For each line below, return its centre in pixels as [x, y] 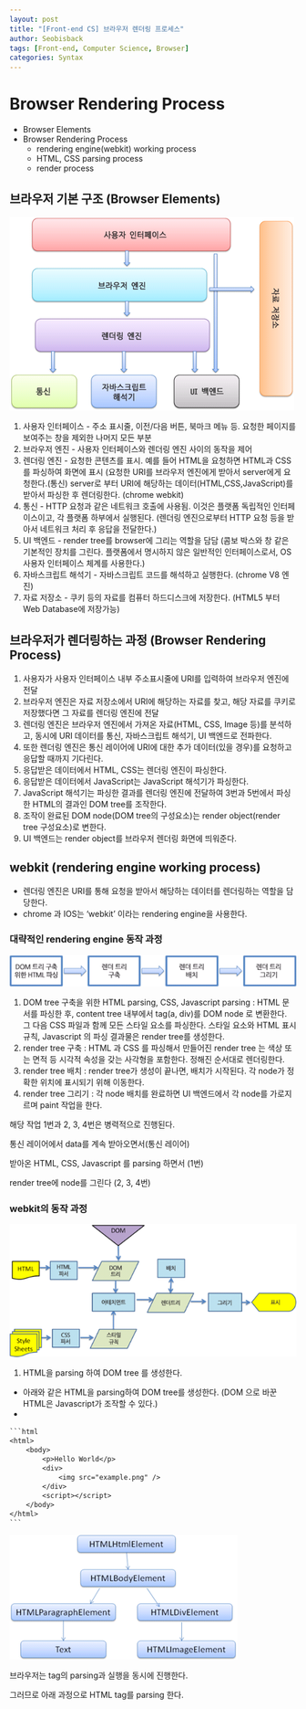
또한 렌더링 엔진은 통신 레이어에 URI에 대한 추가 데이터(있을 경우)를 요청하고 [157, 747]
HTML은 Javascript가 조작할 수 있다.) [90, 1404]
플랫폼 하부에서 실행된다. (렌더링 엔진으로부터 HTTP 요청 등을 [176, 517]
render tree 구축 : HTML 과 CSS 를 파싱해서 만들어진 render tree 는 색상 [153, 1048]
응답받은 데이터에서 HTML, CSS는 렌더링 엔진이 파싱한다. [125, 770]
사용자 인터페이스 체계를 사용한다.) [84, 563]
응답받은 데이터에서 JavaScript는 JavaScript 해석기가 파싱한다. [135, 781]
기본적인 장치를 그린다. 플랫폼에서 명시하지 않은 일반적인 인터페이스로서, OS [157, 552]
